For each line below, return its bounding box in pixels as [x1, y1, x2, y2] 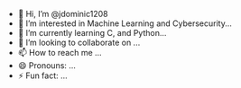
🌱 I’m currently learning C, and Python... [17, 28, 167, 38]
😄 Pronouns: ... [17, 60, 77, 71]
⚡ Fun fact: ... [17, 70, 68, 81]
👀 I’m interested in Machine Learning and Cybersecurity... [17, 18, 233, 29]
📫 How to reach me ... [17, 48, 102, 57]
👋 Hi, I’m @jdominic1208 [17, 9, 108, 19]
